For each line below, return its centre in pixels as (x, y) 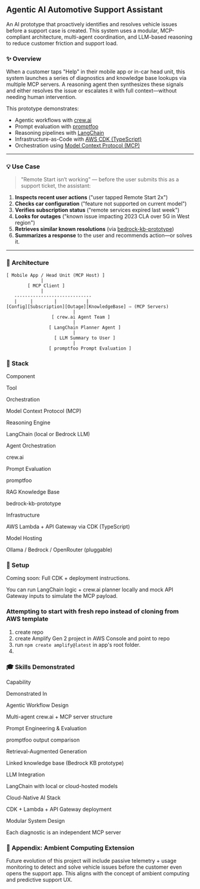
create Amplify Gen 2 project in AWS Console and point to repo (92, 638)
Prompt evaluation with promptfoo (57, 126)
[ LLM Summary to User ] (85, 338)
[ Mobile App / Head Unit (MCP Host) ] (56, 275)
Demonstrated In (27, 693)
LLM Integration (26, 774)
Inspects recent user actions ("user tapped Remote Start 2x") (91, 197)
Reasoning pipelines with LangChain (59, 133)
